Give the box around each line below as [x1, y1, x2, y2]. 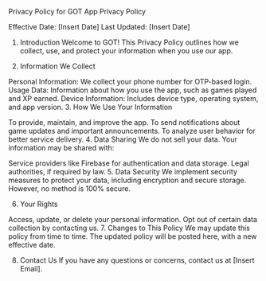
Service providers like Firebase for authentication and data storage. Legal [8, 158, 249, 168]
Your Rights [19, 199, 58, 209]
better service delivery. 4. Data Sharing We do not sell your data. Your [8, 135, 237, 144]
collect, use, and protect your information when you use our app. [19, 46, 233, 55]
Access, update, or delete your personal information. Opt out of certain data [8, 215, 257, 224]
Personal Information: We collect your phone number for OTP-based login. [8, 77, 252, 86]
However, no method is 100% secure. [8, 184, 131, 193]
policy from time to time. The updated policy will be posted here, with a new [8, 232, 257, 241]
